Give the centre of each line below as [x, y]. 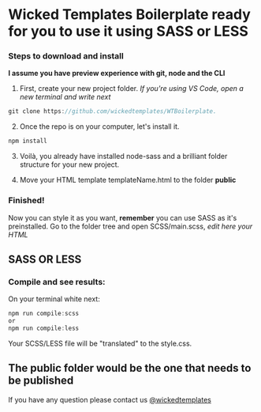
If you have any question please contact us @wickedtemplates [110, 399]
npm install [28, 141]
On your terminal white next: [54, 299]
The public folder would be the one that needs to [130, 368]
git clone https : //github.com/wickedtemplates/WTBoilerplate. [112, 112]
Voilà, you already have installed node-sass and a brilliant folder [123, 157]
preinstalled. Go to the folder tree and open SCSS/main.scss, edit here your [130, 226]
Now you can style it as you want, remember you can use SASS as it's [123, 217]
